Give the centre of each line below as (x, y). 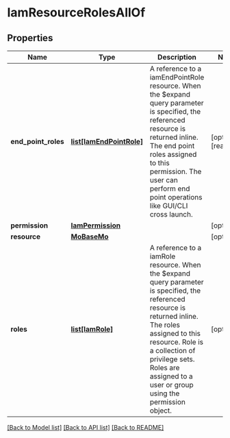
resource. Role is (177, 342)
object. (161, 411)
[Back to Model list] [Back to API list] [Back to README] (86, 427)
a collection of (172, 351)
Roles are (165, 368)
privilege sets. (172, 359)
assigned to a (171, 376)
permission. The (176, 171)
